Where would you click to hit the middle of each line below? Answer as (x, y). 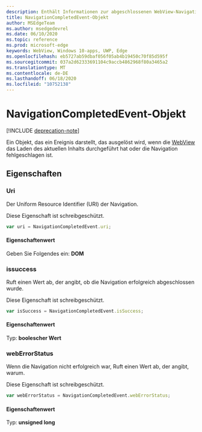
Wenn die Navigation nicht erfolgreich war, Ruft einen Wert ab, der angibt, (98, 367)
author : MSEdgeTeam (31, 23)
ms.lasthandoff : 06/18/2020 (41, 79)
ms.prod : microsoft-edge (37, 46)
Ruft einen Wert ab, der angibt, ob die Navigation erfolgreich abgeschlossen (100, 282)
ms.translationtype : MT (36, 67)
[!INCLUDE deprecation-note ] (43, 130)
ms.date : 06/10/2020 (32, 34)
